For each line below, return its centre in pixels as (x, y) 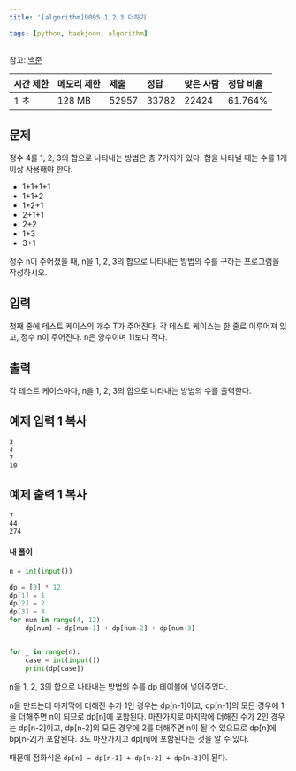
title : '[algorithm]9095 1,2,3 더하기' (80, 17)
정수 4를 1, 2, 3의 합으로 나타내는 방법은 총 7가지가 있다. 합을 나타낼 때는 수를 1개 (148, 158)
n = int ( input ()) (41, 571)
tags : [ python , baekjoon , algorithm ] (79, 33)
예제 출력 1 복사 (48, 495)
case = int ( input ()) (63, 660)
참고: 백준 (26, 59)
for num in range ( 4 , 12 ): (57, 621)
